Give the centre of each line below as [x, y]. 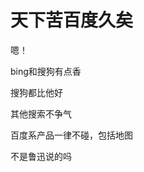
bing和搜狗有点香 [46, 71]
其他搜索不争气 [41, 113]
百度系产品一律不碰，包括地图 [71, 135]
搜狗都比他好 [36, 92]
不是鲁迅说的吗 [41, 156]
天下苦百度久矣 [72, 20]
